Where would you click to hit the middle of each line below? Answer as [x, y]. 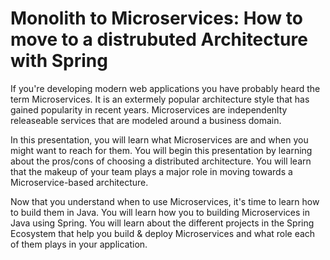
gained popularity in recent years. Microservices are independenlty [149, 109]
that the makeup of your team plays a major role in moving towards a [151, 171]
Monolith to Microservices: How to [156, 18]
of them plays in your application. [79, 244]
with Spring [59, 61]
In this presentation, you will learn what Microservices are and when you [159, 139]
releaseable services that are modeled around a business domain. [146, 120]
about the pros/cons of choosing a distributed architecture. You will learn [161, 161]
